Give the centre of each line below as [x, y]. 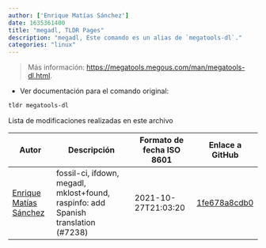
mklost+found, [83, 193]
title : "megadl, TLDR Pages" [56, 30]
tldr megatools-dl [38, 106]
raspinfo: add [80, 203]
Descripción [92, 150]
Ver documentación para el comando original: [94, 91]
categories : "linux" [42, 45]
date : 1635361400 [37, 23]
